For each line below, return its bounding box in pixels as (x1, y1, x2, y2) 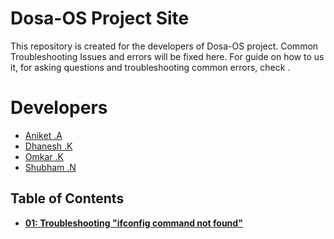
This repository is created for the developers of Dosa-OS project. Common (10, 40, 319, 52)
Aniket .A (24, 129, 63, 141)
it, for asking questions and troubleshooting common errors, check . (10, 61, 291, 73)
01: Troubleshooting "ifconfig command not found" (24, 217, 243, 229)
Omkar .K (24, 150, 64, 162)
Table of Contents (10, 190, 125, 207)
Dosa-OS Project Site (10, 7, 190, 30)
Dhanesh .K (24, 140, 73, 152)
